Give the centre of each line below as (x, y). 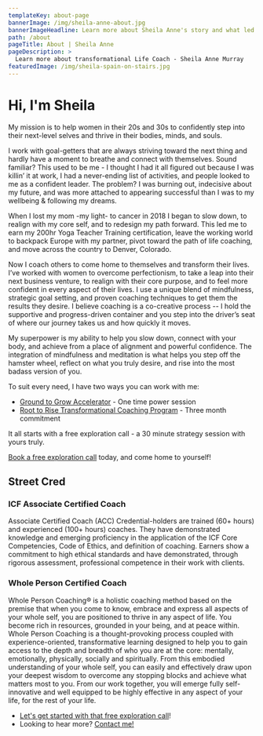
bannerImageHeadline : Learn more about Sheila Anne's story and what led (131, 30)
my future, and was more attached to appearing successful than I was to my (131, 192)
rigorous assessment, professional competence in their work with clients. (126, 563)
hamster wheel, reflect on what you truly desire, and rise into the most (122, 363)
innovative (25, 692)
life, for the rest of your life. (52, 700)
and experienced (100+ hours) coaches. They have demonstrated (114, 530)
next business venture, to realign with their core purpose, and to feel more (128, 281)
